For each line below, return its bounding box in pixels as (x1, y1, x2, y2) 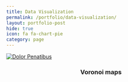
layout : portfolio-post (6, 20, 66, 26)
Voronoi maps (80, 68, 122, 76)
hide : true (6, 25, 34, 32)
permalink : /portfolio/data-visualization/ (6, 14, 117, 20)
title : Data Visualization (6, 8, 74, 15)
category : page (6, 37, 44, 42)
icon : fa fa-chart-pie (6, 31, 63, 37)
